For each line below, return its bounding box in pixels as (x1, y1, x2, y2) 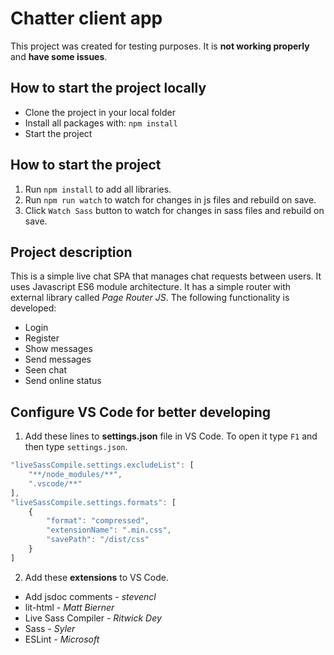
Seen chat (24, 364, 68, 376)
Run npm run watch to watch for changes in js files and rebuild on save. (24, 193, 317, 206)
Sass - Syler (24, 622, 76, 634)
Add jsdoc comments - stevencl (24, 590, 157, 602)
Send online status (24, 375, 102, 387)
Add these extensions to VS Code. (24, 571, 169, 583)
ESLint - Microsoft (24, 633, 100, 645)
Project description (10, 243, 133, 261)
